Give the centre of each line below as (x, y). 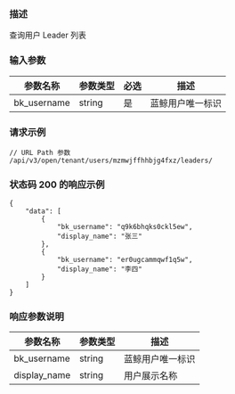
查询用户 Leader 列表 (48, 35)
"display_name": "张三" (99, 237)
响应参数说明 (37, 316)
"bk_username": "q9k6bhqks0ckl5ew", (125, 227)
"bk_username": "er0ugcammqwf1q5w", (125, 260)
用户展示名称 (150, 376)
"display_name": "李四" (99, 269)
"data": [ (44, 211)
